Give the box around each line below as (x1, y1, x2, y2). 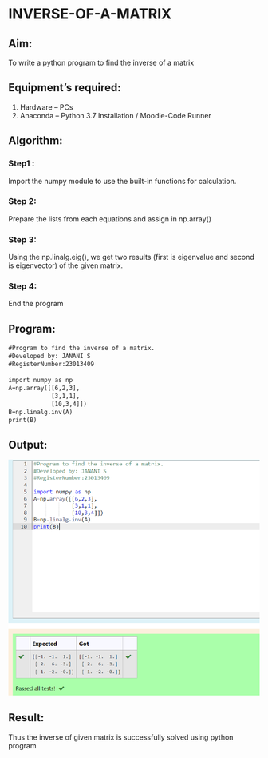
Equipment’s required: (8, 81, 121, 94)
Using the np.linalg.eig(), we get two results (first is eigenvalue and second (8, 253, 255, 262)
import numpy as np (8, 377, 73, 385)
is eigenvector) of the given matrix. (8, 261, 124, 270)
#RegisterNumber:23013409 (8, 361, 94, 369)
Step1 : (8, 158, 35, 169)
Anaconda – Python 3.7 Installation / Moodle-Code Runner (19, 110, 211, 120)
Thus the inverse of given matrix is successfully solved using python (8, 732, 234, 742)
